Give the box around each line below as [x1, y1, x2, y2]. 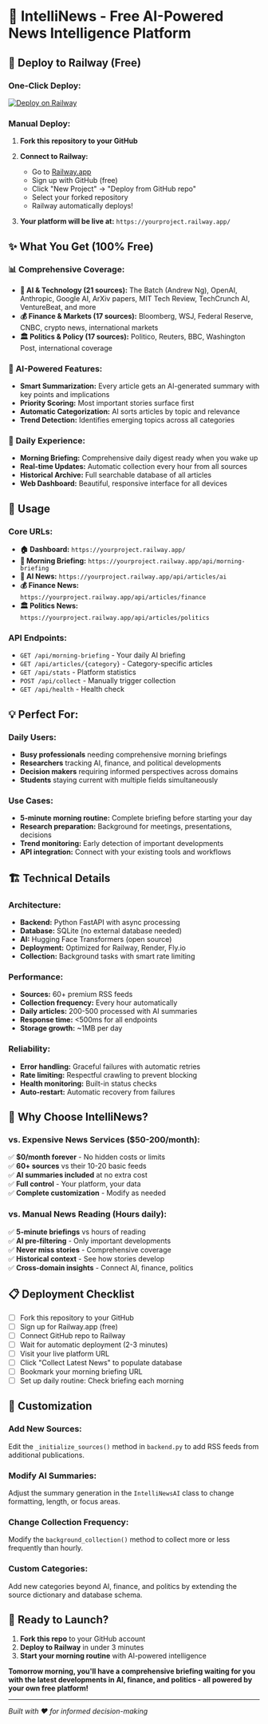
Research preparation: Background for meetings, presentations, [19, 822, 233, 832]
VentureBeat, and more [19, 302, 97, 312]
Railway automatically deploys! [31, 201, 133, 211]
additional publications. [8, 1450, 85, 1460]
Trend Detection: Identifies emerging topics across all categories [19, 415, 235, 425]
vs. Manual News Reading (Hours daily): [8, 1209, 167, 1220]
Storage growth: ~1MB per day [19, 1023, 123, 1033]
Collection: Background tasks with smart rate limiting [19, 951, 195, 961]
